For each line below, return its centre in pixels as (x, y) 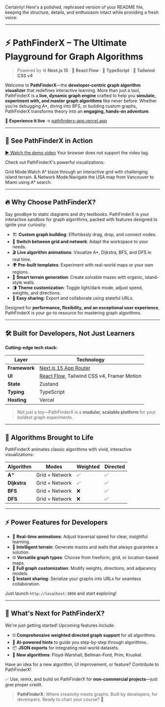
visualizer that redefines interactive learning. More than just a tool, (73, 90)
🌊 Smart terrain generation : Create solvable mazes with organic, (78, 277)
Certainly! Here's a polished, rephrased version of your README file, (74, 7)
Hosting (17, 400)
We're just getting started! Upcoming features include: (60, 625)
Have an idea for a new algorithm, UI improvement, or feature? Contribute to (82, 664)
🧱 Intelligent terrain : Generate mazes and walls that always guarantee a (85, 547)
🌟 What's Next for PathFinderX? (55, 613)
